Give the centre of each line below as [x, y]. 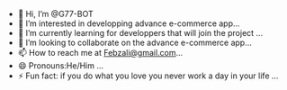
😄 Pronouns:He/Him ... [61, 66]
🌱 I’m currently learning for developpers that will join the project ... [140, 33]
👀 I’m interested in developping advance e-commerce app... [129, 23]
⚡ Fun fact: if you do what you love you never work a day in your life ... [148, 76]
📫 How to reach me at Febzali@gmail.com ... [100, 53]
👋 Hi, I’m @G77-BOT [56, 14]
